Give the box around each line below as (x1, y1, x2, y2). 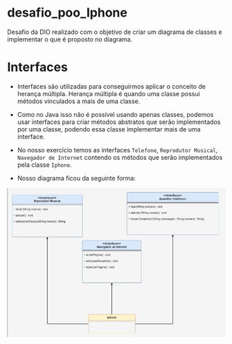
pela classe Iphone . (17, 161, 72, 169)
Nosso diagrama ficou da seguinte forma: (17, 174, 136, 182)
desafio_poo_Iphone (7, 5, 128, 21)
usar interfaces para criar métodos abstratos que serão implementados (17, 118, 221, 126)
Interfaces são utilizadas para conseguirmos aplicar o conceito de (17, 82, 206, 91)
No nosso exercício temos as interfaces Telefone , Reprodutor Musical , (17, 145, 218, 154)
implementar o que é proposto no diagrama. (7, 35, 133, 43)
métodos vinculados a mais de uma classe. (17, 97, 141, 105)
